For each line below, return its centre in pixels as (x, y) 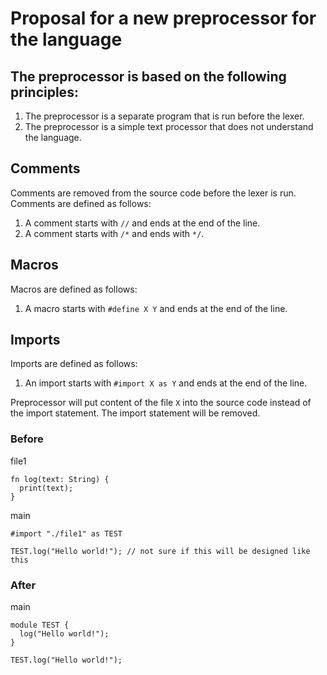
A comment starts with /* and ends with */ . (114, 233)
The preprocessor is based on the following (148, 76)
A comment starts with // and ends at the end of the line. (142, 223)
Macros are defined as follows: (74, 289)
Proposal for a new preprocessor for (163, 18)
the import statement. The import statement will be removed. (135, 413)
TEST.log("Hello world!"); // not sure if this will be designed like (160, 551)
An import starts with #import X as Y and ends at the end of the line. (166, 383)
